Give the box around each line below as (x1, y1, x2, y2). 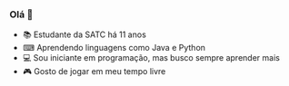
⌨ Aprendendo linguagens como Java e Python (22, 43, 206, 53)
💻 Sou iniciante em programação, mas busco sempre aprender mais (22, 53, 280, 63)
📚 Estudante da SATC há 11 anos (22, 29, 147, 40)
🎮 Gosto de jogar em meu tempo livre (22, 66, 166, 77)
